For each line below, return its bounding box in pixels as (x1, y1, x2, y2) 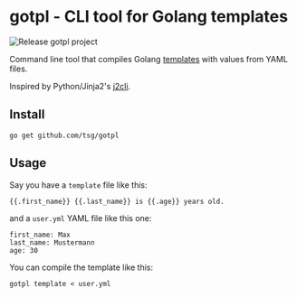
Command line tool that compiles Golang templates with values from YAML (9, 53, 288, 64)
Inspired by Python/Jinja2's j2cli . (9, 80, 131, 91)
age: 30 (9, 246, 39, 255)
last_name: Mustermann (9, 237, 95, 247)
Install (9, 107, 45, 123)
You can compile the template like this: (9, 262, 154, 273)
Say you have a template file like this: (9, 179, 148, 190)
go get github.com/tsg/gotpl (9, 131, 120, 140)
